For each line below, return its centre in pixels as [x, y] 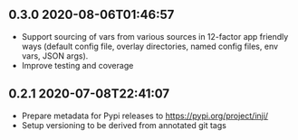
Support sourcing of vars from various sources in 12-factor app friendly [155, 36]
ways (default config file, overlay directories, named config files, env [149, 46]
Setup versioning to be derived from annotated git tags [124, 125]
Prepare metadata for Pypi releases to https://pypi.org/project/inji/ [145, 116]
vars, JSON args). [55, 56]
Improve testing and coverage [77, 65]
